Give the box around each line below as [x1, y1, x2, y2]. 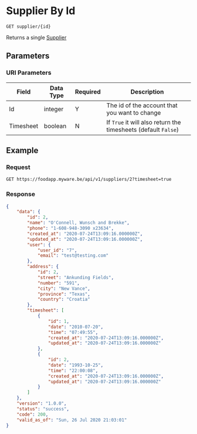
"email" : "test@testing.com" [37, 253, 109, 259]
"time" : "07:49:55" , [47, 329, 98, 335]
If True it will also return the [106, 118, 181, 126]
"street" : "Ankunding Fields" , [37, 274, 114, 280]
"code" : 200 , [16, 411, 49, 418]
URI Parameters [6, 69, 52, 77]
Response [6, 190, 35, 198]
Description [130, 87, 164, 95]
